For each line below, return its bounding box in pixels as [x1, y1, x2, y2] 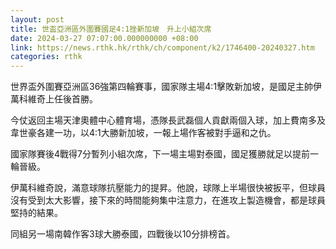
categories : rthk [10, 52, 83, 62]
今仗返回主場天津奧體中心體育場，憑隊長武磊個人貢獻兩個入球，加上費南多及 [10, 114, 326, 126]
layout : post [10, 14, 65, 25]
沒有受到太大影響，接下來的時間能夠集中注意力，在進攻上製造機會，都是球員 [10, 194, 326, 206]
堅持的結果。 [10, 207, 63, 219]
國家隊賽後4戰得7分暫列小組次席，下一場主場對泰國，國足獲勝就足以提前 [10, 148, 310, 160]
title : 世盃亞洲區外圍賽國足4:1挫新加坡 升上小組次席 [10, 24, 212, 34]
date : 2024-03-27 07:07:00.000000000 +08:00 [10, 33, 199, 43]
